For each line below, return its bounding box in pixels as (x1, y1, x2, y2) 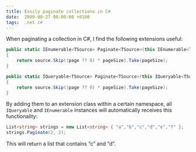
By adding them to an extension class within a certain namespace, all (6, 101, 172, 108)
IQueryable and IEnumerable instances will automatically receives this (6, 106, 172, 114)
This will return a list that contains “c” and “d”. (6, 140, 116, 147)
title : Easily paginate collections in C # (6, 8, 111, 15)
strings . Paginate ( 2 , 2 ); (6, 130, 66, 136)
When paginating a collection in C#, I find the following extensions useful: (6, 36, 183, 43)
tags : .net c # (6, 19, 43, 25)
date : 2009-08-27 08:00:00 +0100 (6, 14, 90, 20)
